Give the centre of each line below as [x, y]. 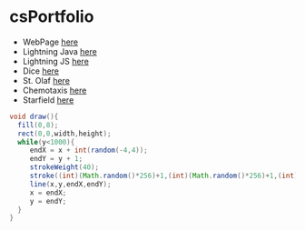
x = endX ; [48, 193]
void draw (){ [34, 116]
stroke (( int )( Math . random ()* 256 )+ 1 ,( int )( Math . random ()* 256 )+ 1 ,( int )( [166, 176]
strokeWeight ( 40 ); [64, 167]
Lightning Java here [59, 51]
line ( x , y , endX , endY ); [70, 184]
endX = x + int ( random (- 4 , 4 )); [89, 151]
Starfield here [48, 100]
